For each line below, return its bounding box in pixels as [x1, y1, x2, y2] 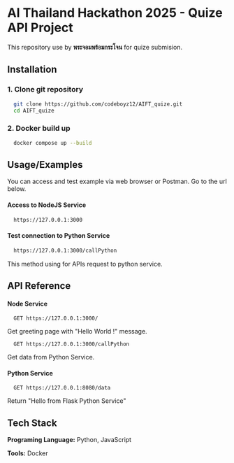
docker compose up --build [13, 139, 92, 146]
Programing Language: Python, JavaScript [7, 436, 131, 444]
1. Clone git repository [7, 85, 84, 94]
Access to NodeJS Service [7, 201, 87, 209]
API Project [7, 20, 73, 36]
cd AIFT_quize [13, 107, 54, 114]
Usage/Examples [7, 159, 83, 171]
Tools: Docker [7, 449, 48, 457]
